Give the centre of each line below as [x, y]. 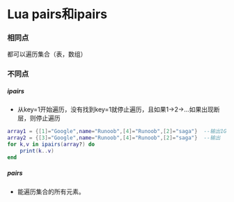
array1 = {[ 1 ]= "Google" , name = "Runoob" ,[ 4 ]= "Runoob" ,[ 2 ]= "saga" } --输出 [114, 132]
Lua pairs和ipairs [57, 14]
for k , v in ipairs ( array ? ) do [51, 145]
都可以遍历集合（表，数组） [47, 54]
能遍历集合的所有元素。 [51, 192]
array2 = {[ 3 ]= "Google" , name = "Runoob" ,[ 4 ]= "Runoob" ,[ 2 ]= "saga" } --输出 [114, 138]
